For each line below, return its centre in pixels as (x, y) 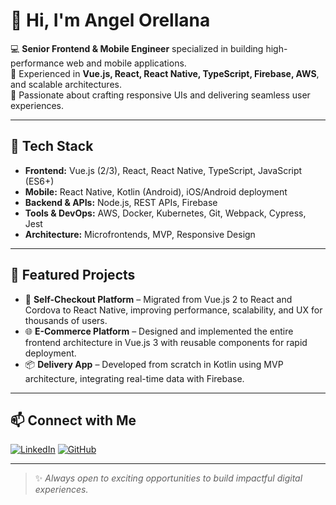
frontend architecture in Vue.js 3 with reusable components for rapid (166, 342)
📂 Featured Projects (73, 275)
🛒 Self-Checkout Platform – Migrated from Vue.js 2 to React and (158, 299)
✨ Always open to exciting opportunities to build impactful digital (168, 478)
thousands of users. (66, 320)
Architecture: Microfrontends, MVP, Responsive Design (140, 234)
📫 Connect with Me (73, 420)
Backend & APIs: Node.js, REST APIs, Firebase (121, 202)
